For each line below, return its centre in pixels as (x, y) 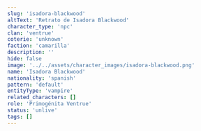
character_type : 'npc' (40, 26)
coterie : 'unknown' (36, 40)
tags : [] (20, 116)
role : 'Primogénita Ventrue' (50, 104)
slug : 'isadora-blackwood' (46, 14)
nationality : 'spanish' (42, 78)
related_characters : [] (42, 98)
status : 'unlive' (32, 110)
